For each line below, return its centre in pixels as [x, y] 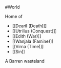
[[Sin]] [19, 51]
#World [12, 7]
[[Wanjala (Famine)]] [33, 41]
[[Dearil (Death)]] [29, 26]
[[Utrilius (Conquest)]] [34, 31]
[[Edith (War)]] [27, 36]
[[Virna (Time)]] [28, 46]
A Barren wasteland [25, 61]
